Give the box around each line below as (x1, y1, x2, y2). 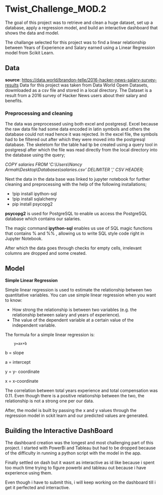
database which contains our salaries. (5, 216, 81, 222)
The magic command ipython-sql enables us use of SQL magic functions (5, 226, 153, 231)
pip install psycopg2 (12, 201, 53, 207)
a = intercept (5, 359, 31, 365)
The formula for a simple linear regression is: (5, 331, 95, 337)
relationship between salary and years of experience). (12, 311, 121, 318)
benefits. (5, 98, 23, 103)
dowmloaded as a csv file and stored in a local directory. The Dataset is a (5, 87, 152, 93)
